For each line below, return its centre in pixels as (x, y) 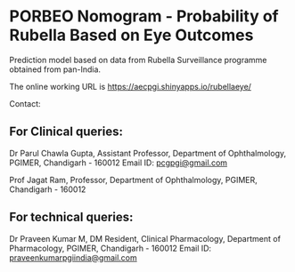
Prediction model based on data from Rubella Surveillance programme (138, 60)
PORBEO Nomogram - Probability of (144, 16)
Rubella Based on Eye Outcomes (131, 35)
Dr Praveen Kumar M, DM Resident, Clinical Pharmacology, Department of (145, 238)
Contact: (25, 103)
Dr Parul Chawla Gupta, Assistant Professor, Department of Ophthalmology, (148, 153)
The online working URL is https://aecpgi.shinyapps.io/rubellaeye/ (131, 86)
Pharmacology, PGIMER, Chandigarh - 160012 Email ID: (111, 248)
